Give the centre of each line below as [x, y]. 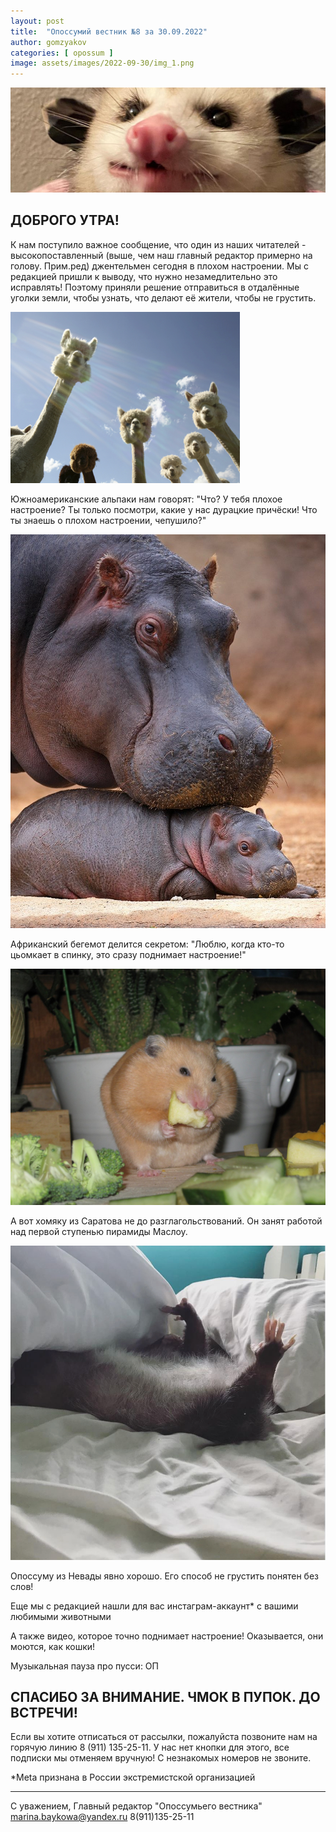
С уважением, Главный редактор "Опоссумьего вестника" [136, 1806]
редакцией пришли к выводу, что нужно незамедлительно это [144, 276]
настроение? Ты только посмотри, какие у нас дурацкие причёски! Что [164, 509]
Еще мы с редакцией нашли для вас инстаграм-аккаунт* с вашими [154, 1606]
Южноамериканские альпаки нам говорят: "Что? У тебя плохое [146, 499]
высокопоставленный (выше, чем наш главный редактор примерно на [161, 255]
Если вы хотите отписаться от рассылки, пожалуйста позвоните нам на [164, 1737]
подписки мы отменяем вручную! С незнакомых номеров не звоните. [161, 1758]
